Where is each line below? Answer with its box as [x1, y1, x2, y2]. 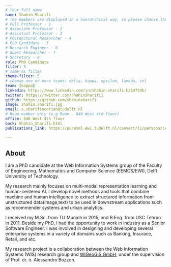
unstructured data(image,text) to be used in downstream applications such [5, 199, 162, 205]
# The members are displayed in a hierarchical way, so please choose [5, 17, 158, 22]
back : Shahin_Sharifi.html [5, 121, 63, 126]
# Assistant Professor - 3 [5, 31, 63, 36]
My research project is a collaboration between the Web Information [5, 246, 149, 252]
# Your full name [5, 7, 42, 13]
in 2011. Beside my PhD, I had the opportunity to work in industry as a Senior [5, 220, 165, 226]
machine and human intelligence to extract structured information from [5, 194, 154, 200]
